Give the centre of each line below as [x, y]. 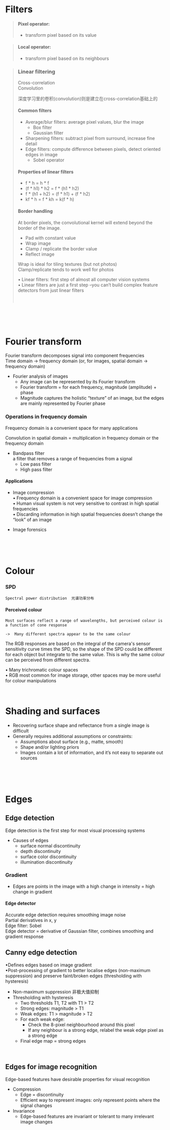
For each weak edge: [42, 1019]
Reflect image [40, 254]
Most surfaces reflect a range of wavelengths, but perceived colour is [84, 620]
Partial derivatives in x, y [31, 920]
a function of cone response [36, 625]
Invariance [24, 1111]
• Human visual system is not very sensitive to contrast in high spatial [86, 503]
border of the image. [39, 228]
